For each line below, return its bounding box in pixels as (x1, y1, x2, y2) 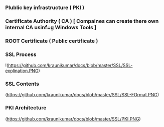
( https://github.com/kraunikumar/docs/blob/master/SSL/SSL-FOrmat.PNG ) (5, 92, 159, 98)
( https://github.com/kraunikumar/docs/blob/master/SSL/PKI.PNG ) (5, 115, 141, 122)
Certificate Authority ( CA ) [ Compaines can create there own (5, 17, 159, 24)
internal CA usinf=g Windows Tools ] (5, 24, 97, 31)
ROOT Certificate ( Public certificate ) (5, 37, 98, 44)
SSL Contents (5, 80, 39, 87)
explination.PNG (5, 68, 39, 74)
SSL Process (5, 51, 37, 58)
